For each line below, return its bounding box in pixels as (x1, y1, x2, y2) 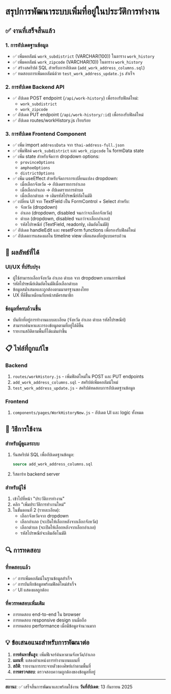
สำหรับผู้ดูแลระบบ (5, 440, 40, 447)
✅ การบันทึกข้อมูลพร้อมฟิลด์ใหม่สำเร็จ (12, 581, 76, 587)
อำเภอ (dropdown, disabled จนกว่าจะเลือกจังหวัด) (20, 210, 113, 216)
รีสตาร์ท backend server (12, 471, 60, 477)
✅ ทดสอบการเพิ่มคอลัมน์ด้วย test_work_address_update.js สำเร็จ (12, 70, 135, 77)
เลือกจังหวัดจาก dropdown (20, 513, 69, 519)
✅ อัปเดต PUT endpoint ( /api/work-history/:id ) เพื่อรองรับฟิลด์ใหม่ (12, 112, 144, 118)
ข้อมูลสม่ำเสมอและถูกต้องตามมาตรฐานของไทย (12, 286, 89, 292)
